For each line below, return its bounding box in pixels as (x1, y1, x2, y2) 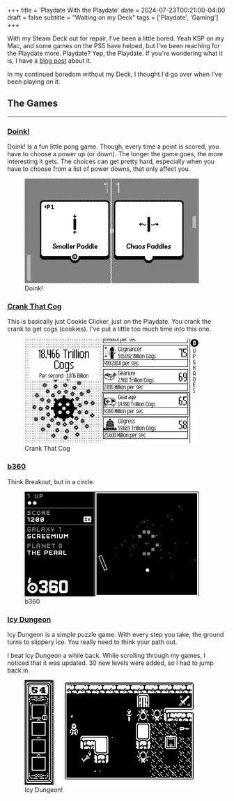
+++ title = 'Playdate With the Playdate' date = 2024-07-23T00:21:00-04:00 (7, 6, 226, 14)
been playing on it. (7, 77, 61, 86)
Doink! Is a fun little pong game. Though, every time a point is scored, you (7, 142, 219, 151)
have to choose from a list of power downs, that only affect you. (7, 165, 191, 173)
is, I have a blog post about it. (7, 57, 92, 65)
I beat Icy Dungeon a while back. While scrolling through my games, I (7, 652, 205, 659)
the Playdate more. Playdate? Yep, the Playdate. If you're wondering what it (7, 49, 223, 57)
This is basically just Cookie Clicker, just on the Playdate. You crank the (7, 317, 212, 326)
